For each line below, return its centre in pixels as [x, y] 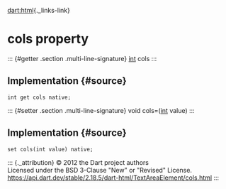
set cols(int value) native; [50, 149]
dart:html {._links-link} [39, 10]
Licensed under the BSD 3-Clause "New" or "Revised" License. [100, 170]
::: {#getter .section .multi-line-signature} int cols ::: [82, 58]
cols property [48, 39]
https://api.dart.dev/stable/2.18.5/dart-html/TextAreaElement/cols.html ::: [113, 178]
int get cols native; [39, 97]
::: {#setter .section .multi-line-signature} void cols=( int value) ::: [101, 110]
